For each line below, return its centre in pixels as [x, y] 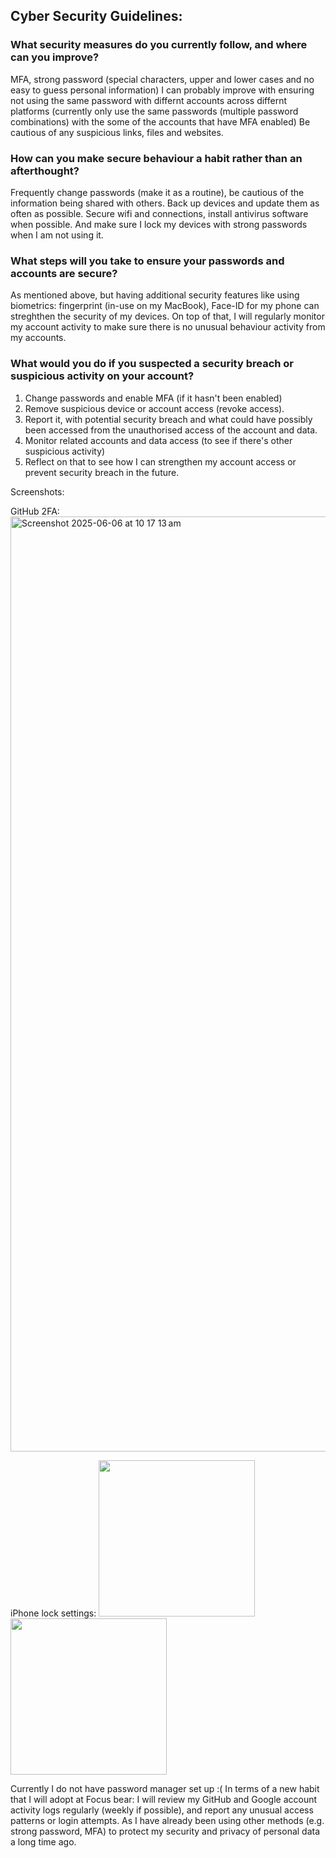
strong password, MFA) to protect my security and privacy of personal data [165, 1831]
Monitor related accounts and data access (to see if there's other [158, 440]
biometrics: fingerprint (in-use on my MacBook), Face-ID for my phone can [165, 306]
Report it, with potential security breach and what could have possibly [168, 419]
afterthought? [45, 171]
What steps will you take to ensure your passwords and [147, 261]
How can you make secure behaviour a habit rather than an [156, 158]
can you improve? [55, 57]
